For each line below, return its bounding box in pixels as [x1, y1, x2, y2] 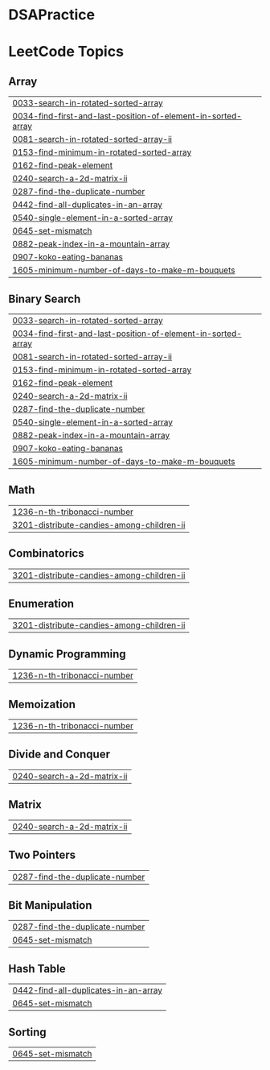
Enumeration [8, 597, 75, 611]
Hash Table [8, 961, 66, 976]
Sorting [8, 1025, 47, 1039]
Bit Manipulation [8, 898, 92, 912]
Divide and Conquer [8, 748, 111, 761]
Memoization [8, 697, 76, 711]
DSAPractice [8, 6, 95, 24]
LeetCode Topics [8, 43, 125, 61]
